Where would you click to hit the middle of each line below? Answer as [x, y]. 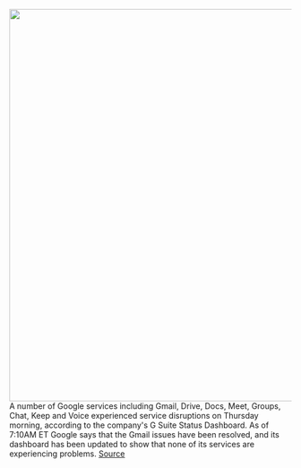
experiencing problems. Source [67, 454]
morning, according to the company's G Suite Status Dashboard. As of [139, 425]
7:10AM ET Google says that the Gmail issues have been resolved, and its [144, 434]
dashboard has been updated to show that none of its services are [132, 444]
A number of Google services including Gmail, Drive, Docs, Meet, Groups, [145, 406]
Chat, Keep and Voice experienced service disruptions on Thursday [134, 416]
